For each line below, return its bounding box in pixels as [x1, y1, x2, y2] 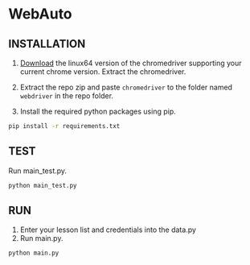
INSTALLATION [8, 37, 86, 51]
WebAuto [8, 5, 72, 23]
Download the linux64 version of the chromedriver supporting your [19, 58, 243, 68]
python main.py [8, 249, 59, 258]
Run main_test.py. [8, 166, 67, 176]
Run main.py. [19, 234, 64, 243]
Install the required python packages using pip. [19, 106, 176, 116]
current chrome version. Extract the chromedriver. [19, 67, 186, 77]
